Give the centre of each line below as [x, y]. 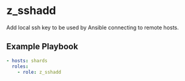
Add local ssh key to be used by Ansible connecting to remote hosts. [92, 27]
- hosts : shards [27, 61]
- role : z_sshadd [39, 72]
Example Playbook [42, 47]
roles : [20, 66]
